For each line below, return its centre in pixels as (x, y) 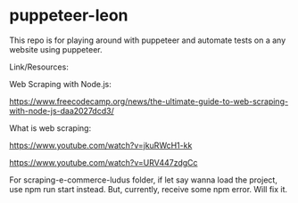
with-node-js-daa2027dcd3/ (62, 110)
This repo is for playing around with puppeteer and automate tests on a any (148, 40)
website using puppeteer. (56, 49)
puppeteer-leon (69, 16)
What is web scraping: (50, 128)
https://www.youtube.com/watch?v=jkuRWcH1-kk (101, 145)
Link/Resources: (39, 67)
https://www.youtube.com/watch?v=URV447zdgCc (103, 162)
